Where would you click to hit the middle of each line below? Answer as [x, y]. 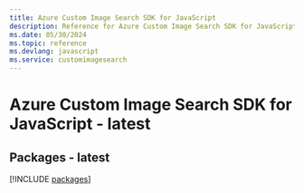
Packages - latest [60, 157]
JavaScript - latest [80, 124]
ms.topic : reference [48, 43]
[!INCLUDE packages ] [50, 179]
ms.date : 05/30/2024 [48, 34]
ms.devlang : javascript [54, 52]
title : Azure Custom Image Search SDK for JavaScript [113, 18]
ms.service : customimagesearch [68, 60]
